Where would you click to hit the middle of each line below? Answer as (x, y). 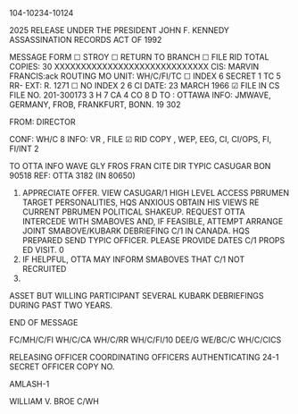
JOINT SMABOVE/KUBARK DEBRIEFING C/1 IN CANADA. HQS (136, 231)
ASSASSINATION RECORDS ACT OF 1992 (86, 40)
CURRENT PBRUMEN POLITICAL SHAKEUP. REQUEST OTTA (133, 212)
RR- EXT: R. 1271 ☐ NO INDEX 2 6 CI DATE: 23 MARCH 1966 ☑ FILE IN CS (145, 85)
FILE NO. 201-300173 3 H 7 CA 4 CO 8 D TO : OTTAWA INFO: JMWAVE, (140, 95)
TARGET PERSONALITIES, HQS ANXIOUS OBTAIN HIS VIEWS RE (141, 202)
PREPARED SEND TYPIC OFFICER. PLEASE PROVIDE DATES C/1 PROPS (153, 240)
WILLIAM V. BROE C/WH (54, 401)
